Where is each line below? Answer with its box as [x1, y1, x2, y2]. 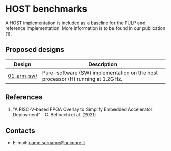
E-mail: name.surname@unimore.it [12, 140, 85, 146]
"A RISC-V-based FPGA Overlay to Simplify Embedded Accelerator [12, 106, 153, 112]
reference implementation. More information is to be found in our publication [5, 25, 166, 31]
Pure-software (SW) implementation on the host [42, 69, 158, 76]
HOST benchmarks [5, 3, 88, 15]
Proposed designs [5, 45, 65, 54]
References [5, 93, 43, 102]
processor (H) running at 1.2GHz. [42, 75, 123, 82]
